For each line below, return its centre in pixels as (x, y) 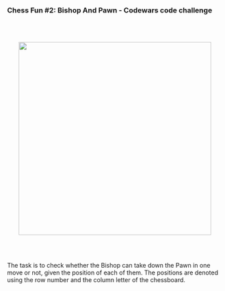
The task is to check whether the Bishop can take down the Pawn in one (109, 266)
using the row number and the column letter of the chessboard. (96, 280)
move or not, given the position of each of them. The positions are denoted (113, 272)
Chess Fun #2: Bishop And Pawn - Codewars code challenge (110, 10)
